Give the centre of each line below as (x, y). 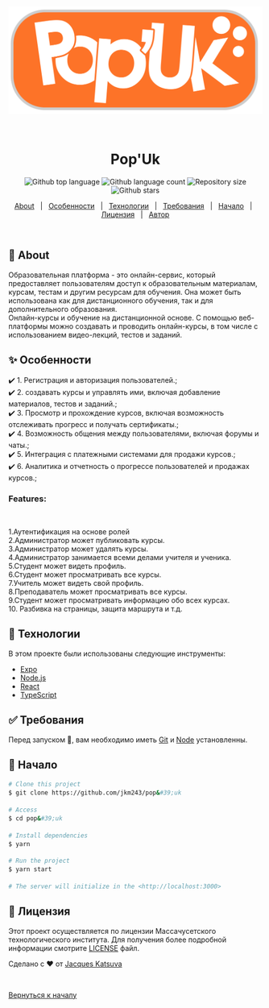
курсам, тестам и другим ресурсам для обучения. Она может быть (125, 292)
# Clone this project (45, 784)
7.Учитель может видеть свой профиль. (76, 583)
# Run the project (39, 861)
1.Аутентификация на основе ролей (69, 531)
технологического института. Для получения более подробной (118, 940)
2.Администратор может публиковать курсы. (87, 540)
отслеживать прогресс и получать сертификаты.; (93, 424)
